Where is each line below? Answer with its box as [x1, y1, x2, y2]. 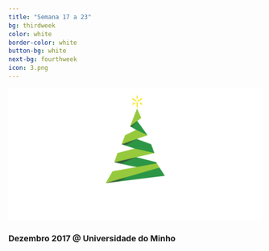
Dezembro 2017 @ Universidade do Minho [8, 232, 176, 244]
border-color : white [8, 39, 78, 47]
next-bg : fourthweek [8, 56, 78, 64]
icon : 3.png [8, 64, 48, 72]
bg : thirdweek [8, 21, 56, 30]
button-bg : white [8, 47, 67, 56]
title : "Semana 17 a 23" [8, 13, 92, 21]
